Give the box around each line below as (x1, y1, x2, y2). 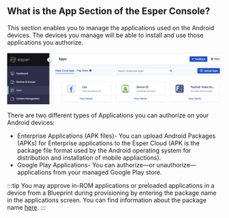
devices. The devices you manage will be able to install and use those (7, 31, 204, 39)
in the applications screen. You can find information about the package (7, 195, 207, 204)
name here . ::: (7, 203, 46, 211)
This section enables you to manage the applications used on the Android (7, 23, 215, 32)
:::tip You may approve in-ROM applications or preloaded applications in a (7, 181, 215, 189)
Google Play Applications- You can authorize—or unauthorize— (16, 160, 197, 169)
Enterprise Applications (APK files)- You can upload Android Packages (16, 132, 216, 140)
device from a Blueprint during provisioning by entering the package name (7, 189, 217, 197)
